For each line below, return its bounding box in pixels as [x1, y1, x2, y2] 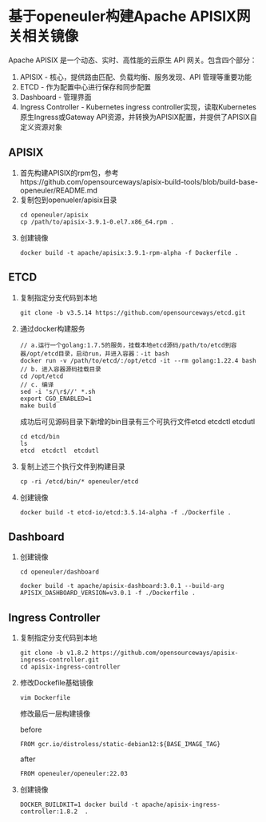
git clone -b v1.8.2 [19, 649, 89, 657]
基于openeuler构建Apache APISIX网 [8, 7, 251, 26]
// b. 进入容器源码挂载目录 [19, 365, 101, 373]
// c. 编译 [19, 380, 54, 388]
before [19, 725, 42, 735]
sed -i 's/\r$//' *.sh [19, 387, 96, 395]
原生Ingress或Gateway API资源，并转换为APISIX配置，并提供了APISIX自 [19, 112, 257, 121]
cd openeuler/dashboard [19, 568, 100, 576]
